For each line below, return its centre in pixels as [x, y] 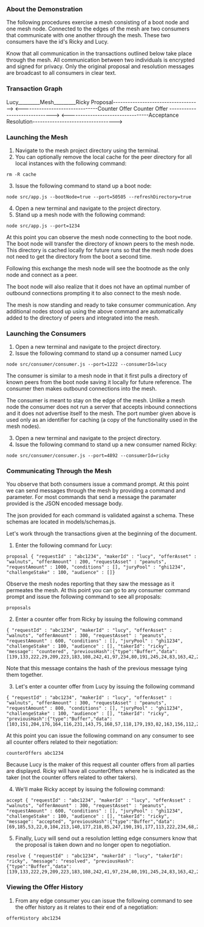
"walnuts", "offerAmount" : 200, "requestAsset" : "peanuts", [87, 562]
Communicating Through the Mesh [59, 471]
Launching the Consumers [46, 334]
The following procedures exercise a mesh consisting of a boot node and [98, 23]
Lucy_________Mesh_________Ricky [48, 102]
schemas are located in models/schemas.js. [61, 522]
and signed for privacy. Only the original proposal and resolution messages [100, 66]
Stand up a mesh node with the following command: [80, 214]
